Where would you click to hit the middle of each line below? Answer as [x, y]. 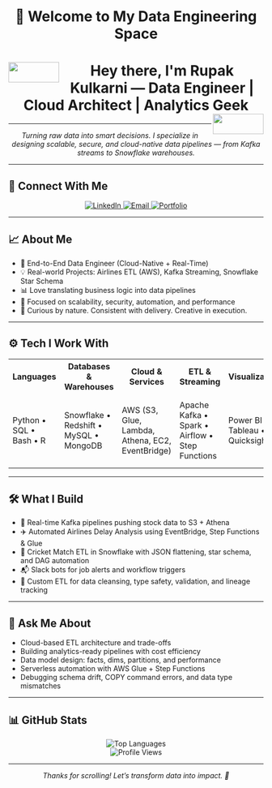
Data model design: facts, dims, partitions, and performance [120, 660]
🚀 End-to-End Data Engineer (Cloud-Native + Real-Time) [114, 263]
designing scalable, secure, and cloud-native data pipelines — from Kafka [136, 144]
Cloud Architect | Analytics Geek [136, 105]
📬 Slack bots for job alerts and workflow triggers [103, 570]
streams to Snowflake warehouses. [136, 153]
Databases [89, 366]
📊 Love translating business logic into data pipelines [108, 290]
